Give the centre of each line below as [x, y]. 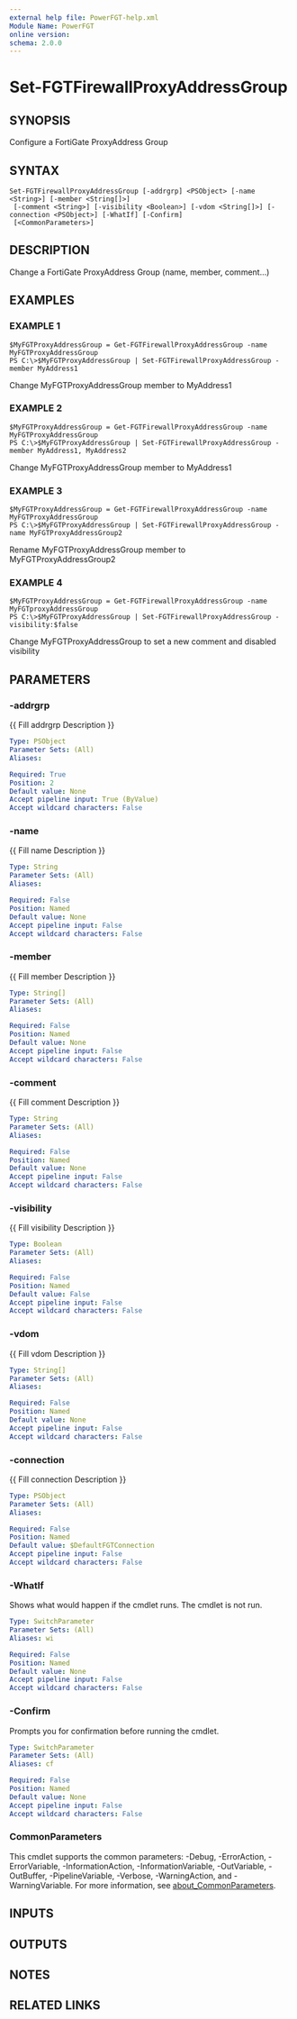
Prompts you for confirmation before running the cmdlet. [114, 1731]
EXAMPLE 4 [36, 583]
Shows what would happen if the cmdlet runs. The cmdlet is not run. [136, 1605]
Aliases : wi [31, 1638]
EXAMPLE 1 [35, 326]
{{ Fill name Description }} [58, 850]
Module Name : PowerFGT [52, 26]
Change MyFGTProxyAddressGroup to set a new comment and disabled [143, 641]
